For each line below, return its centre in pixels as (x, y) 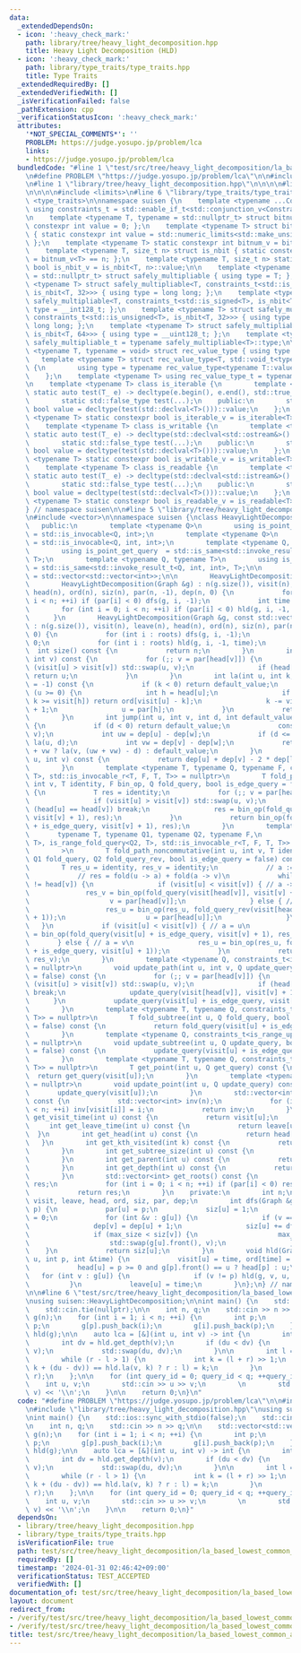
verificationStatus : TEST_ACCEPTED (84, 1576)
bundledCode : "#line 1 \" (66, 168)
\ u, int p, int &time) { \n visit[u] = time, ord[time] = (158, 1259)
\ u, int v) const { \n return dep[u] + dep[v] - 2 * (148, 759)
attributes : (40, 126)
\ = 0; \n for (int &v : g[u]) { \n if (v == (160, 1217)
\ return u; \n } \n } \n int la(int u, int (154, 676)
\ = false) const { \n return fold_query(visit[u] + (146, 1026)
